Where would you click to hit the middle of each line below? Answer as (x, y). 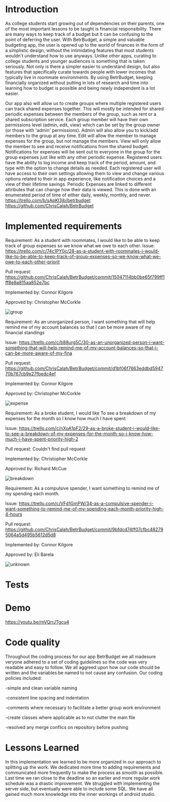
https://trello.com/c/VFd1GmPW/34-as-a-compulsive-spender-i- (86, 503)
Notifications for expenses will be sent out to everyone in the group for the (83, 152)
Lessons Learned (42, 748)
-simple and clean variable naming (41, 688)
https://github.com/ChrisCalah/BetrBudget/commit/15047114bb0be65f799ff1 (85, 277)
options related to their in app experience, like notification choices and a (80, 179)
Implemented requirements (64, 226)
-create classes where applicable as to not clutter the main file (70, 717)
